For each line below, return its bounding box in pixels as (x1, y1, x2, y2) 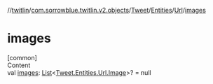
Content (7, 61, 31, 69)
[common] (7, 53, 37, 62)
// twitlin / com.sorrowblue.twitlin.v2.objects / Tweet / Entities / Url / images (7, 6, 207, 14)
